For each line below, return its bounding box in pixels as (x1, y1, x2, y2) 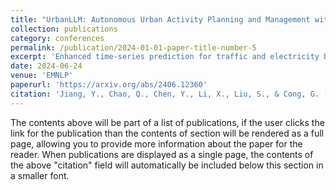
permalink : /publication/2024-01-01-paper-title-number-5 (10, 42, 257, 53)
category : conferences (10, 33, 105, 43)
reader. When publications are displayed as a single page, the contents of (10, 148, 314, 160)
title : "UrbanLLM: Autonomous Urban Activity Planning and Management (10, 14, 311, 25)
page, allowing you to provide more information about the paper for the (10, 137, 303, 150)
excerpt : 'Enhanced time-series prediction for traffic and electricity (10, 52, 320, 62)
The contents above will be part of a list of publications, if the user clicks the (10, 116, 325, 128)
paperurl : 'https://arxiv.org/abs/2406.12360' (10, 80, 208, 90)
